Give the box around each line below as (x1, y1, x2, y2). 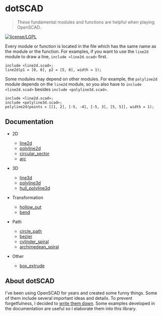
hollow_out (19, 204, 42, 210)
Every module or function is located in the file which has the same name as (5, 43, 157, 49)
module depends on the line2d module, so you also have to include (5, 81, 142, 87)
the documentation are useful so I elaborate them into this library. (5, 305, 137, 311)
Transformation (12, 194, 44, 201)
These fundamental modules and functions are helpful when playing (17, 19, 155, 25)
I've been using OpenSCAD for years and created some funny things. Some (5, 290, 158, 296)
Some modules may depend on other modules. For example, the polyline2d (5, 76, 158, 82)
